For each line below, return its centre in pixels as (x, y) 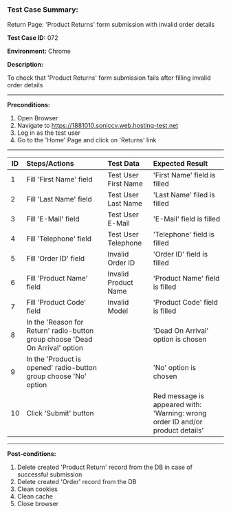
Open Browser (37, 118)
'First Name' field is (184, 175)
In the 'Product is (54, 359)
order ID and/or (178, 422)
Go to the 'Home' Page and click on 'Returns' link (87, 140)
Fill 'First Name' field (59, 179)
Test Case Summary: (43, 10)
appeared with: (177, 405)
